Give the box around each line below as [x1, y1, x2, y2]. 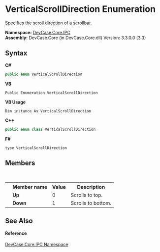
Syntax [5, 49, 28, 57]
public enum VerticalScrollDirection [5, 72, 83, 77]
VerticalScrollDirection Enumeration [5, 3, 156, 15]
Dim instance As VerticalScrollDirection [5, 108, 92, 113]
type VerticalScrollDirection [5, 145, 67, 151]
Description [77, 184, 105, 191]
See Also [5, 216, 33, 225]
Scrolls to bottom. [70, 200, 112, 206]
